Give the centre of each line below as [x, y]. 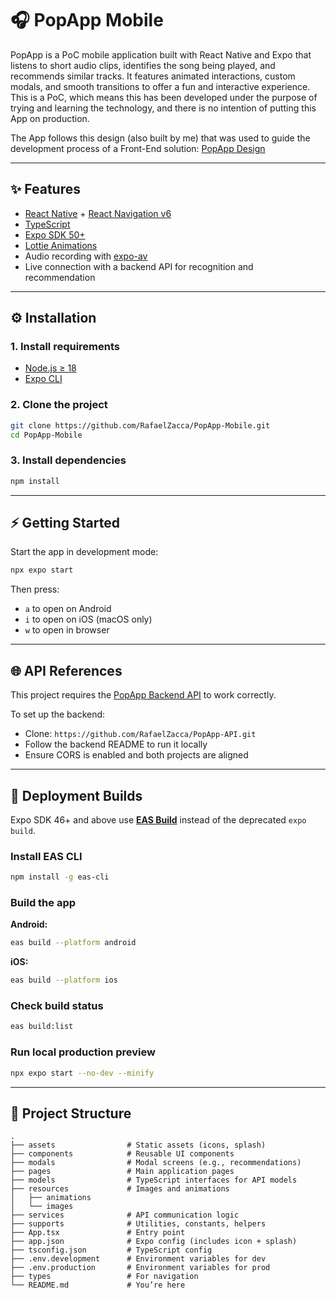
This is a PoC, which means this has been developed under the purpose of [164, 97]
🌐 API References [66, 670]
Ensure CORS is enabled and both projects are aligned [136, 755]
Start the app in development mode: [84, 552]
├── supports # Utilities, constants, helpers [138, 1224]
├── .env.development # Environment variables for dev [138, 1259]
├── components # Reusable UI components [122, 1154]
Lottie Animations [61, 245]
